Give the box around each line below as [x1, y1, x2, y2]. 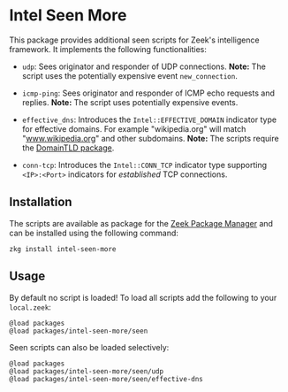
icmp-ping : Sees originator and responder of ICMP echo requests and [21, 88, 276, 98]
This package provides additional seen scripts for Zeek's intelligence [9, 35, 260, 45]
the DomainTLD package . [21, 142, 115, 153]
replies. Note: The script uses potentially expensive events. [21, 96, 239, 107]
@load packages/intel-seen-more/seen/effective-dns [9, 374, 203, 383]
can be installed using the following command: [9, 227, 179, 238]
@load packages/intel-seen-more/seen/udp [9, 366, 164, 376]
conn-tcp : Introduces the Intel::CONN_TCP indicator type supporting [21, 159, 268, 170]
